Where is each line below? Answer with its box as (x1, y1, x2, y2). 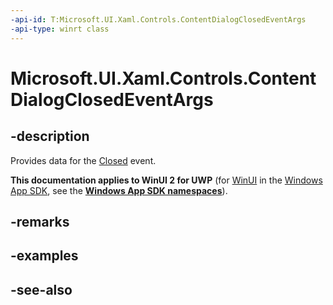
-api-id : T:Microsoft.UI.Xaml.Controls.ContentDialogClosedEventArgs (10, 14, 307, 25)
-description (10, 128, 90, 145)
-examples (10, 247, 79, 265)
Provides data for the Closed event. (10, 154, 157, 166)
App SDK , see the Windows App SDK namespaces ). (10, 184, 228, 196)
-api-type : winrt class (10, 24, 110, 34)
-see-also (10, 281, 73, 298)
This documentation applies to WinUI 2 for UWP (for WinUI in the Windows (10, 174, 323, 186)
